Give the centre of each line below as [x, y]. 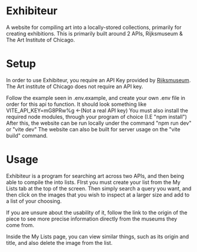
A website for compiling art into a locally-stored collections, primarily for [94, 27]
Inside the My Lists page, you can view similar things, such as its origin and [98, 236]
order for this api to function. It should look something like [76, 104]
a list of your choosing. [34, 201]
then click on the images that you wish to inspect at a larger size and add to [98, 195]
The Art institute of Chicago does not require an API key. [75, 86]
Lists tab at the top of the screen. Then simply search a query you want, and [99, 188]
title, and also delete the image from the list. [60, 243]
